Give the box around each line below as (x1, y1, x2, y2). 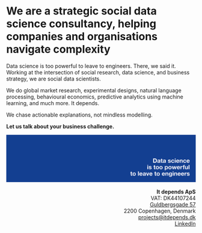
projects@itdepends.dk (138, 213, 196, 220)
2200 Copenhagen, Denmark (123, 207, 196, 214)
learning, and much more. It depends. (6, 99, 99, 106)
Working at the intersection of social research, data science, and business (6, 68, 190, 76)
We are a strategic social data (6, 4, 158, 18)
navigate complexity (6, 43, 111, 56)
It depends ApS (156, 188, 196, 195)
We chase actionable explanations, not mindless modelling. (6, 111, 153, 118)
